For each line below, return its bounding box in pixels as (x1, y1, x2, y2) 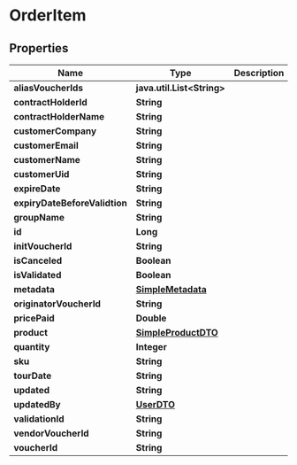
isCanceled (13, 254, 63, 267)
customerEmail (13, 139, 80, 151)
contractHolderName (13, 111, 105, 122)
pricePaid (13, 312, 55, 324)
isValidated (13, 269, 62, 281)
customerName (13, 154, 81, 166)
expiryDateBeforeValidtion (13, 197, 128, 209)
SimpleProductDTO (135, 327, 218, 338)
